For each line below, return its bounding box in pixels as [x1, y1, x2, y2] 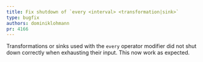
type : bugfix [6, 15, 40, 21]
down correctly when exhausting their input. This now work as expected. [6, 49, 190, 57]
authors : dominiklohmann [6, 20, 70, 26]
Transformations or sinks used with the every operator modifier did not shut [6, 43, 197, 50]
